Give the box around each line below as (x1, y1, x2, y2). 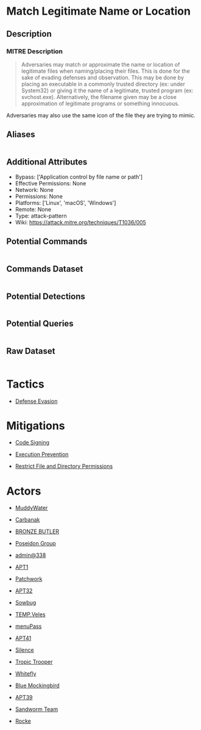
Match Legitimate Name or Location (6, 4, 191, 18)
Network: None (15, 186, 54, 193)
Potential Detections (6, 291, 85, 301)
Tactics (6, 377, 44, 391)
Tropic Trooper (15, 658, 53, 666)
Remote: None (15, 205, 52, 213)
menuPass (15, 622, 42, 630)
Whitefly (15, 670, 37, 677)
